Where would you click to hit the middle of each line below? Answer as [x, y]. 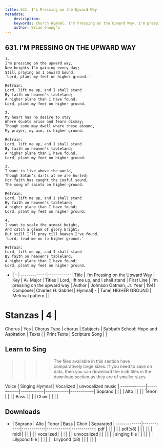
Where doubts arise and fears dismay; [44, 122]
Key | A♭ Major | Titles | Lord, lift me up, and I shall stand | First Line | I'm [85, 280]
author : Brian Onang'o [37, 28]
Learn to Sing [26, 349]
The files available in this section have [92, 361]
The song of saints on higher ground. [44, 184]
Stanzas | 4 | [31, 315]
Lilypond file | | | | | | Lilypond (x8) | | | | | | [54, 439]
